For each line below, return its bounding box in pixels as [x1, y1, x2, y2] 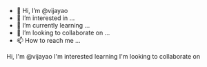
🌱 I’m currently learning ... [16, 21, 90, 29]
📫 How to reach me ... [16, 37, 81, 44]
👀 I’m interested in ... [16, 14, 75, 22]
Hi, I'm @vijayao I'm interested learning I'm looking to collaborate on [6, 52, 201, 60]
